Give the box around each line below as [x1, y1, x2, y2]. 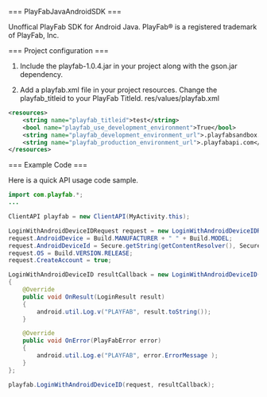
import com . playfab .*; [8, 191, 83, 199]
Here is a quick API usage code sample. [8, 175, 139, 185]
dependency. [19, 70, 64, 79]
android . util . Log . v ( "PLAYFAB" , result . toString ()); [37, 307, 212, 316]
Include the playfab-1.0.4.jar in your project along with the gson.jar [19, 61, 238, 71]
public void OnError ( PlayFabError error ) [22, 337, 161, 345]
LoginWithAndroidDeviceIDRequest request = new [8, 226, 169, 235]
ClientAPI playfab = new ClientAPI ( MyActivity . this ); [8, 213, 191, 221]
